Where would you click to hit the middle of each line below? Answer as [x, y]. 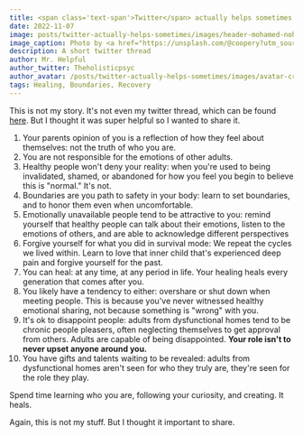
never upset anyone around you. [84, 348]
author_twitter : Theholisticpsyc [72, 69]
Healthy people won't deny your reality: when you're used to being [146, 166]
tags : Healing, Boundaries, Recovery [80, 85]
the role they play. [56, 377]
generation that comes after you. [83, 282]
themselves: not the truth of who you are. [99, 147]
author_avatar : [38, 77]
